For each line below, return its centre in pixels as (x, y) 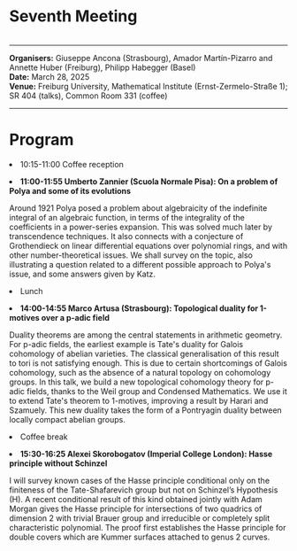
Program (42, 140)
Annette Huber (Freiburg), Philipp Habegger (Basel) (103, 67)
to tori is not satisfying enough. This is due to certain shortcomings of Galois (148, 363)
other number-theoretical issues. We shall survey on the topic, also (131, 255)
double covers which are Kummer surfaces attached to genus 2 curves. (140, 537)
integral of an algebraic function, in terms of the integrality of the (127, 217)
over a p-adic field (76, 317)
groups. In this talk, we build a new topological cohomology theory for (137, 382)
